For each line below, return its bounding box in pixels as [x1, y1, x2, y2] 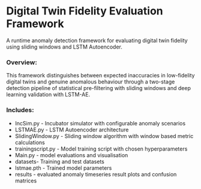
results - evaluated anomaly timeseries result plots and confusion [14, 170, 177, 178]
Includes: [6, 106, 34, 115]
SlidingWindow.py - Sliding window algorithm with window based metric [14, 132, 194, 139]
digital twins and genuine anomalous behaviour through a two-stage [6, 78, 175, 85]
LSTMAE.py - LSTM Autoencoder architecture [14, 126, 129, 133]
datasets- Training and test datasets [14, 158, 105, 165]
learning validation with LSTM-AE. [6, 91, 91, 98]
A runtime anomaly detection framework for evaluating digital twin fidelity [6, 37, 188, 44]
